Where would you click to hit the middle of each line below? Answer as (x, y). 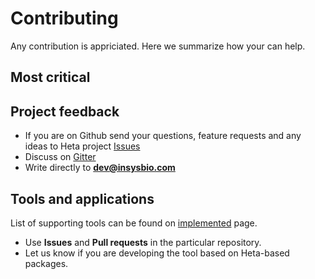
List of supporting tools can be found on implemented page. (134, 223)
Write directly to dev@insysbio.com (100, 168)
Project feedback (65, 111)
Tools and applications (82, 198)
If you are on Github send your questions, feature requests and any (163, 136)
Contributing (64, 18)
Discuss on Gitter (60, 157)
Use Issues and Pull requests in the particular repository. (143, 242)
